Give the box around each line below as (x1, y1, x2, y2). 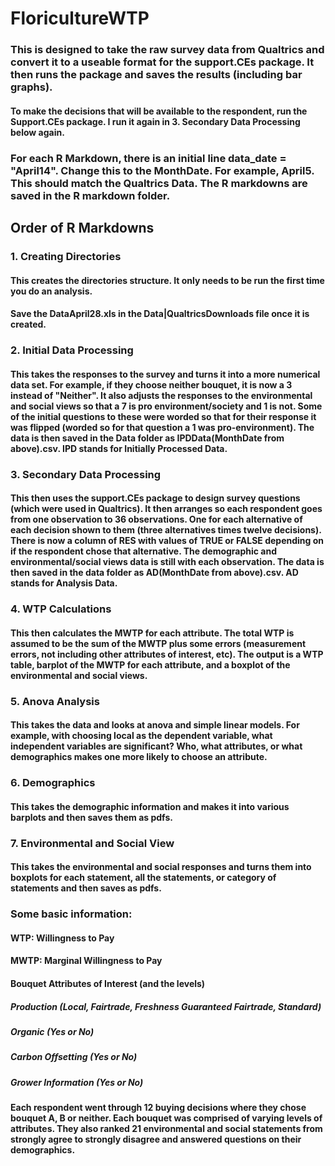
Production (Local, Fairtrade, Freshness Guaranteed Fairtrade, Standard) (10, 1000, 322, 1012)
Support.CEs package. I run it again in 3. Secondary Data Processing (10, 115, 301, 127)
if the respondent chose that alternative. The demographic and (10, 545, 278, 557)
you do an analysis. (10, 285, 93, 297)
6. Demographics (10, 776, 96, 790)
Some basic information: (10, 907, 133, 921)
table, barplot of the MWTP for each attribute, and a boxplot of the (10, 658, 291, 671)
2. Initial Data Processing (10, 343, 134, 357)
